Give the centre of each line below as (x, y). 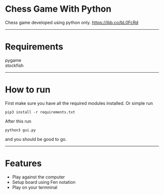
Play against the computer (38, 177)
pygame (13, 60)
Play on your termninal (35, 187)
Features (23, 163)
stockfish (14, 65)
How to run (28, 90)
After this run (18, 121)
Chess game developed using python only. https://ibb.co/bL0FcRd (72, 22)
